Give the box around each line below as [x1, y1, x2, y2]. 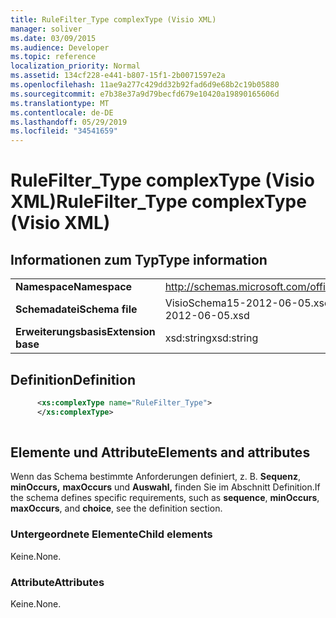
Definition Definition [10, 371, 136, 388]
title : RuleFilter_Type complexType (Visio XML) [10, 14, 217, 25]
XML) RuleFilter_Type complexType [10, 191, 307, 213]
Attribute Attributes [10, 575, 105, 589]
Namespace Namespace [15, 280, 133, 294]
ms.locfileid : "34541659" [10, 126, 118, 136]
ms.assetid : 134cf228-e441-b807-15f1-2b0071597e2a [10, 71, 226, 81]
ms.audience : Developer [10, 42, 110, 53]
